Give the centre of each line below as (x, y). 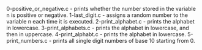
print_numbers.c (27, 41)
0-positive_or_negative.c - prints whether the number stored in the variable (101, 9)
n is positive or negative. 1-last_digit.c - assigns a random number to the (97, 15)
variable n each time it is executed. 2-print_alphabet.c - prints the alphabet (100, 21)
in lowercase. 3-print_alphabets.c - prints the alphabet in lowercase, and (98, 28)
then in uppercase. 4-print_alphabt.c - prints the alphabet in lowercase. (96, 34)
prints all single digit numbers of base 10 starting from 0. (124, 41)
